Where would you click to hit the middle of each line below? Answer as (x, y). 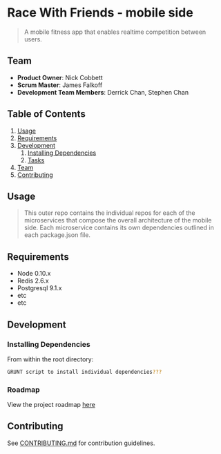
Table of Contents (47, 114)
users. (33, 39)
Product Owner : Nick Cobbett (60, 77)
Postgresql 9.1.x (39, 288)
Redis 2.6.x (33, 281)
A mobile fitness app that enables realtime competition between (115, 32)
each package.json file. (57, 235)
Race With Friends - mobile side (100, 13)
